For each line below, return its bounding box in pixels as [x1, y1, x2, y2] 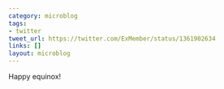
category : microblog [8, 11, 79, 20]
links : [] [8, 42, 42, 50]
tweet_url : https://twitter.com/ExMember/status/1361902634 [8, 34, 217, 43]
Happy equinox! [8, 72, 62, 81]
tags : [8, 19, 27, 28]
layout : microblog [8, 49, 71, 57]
